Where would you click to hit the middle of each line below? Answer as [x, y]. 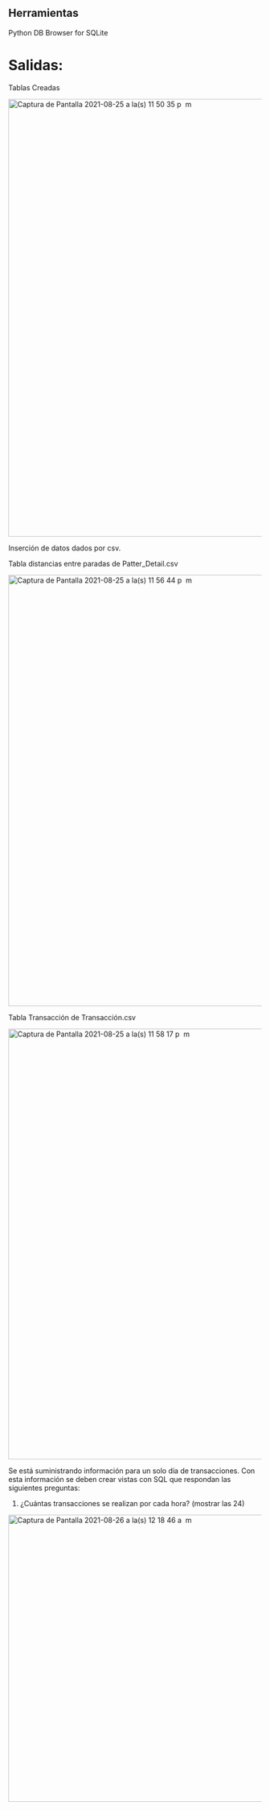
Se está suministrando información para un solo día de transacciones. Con [132, 1471]
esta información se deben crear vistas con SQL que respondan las [120, 1479]
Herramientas [43, 13]
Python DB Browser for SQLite [58, 32]
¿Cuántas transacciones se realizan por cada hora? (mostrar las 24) [132, 1503]
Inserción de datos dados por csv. [65, 548]
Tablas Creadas [34, 87]
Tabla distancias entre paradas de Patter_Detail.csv [93, 563]
